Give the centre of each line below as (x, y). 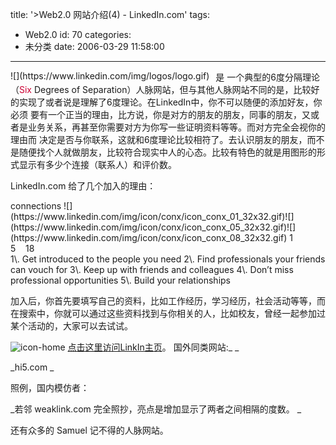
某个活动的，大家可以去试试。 (71, 326)
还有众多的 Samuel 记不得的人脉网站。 (89, 430)
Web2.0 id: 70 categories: (78, 34)
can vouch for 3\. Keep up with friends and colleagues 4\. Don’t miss (152, 269)
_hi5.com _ (32, 367)
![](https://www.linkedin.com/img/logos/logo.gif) (110, 76)
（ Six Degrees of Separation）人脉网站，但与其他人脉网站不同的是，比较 (161, 89)
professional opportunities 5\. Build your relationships (121, 280)
